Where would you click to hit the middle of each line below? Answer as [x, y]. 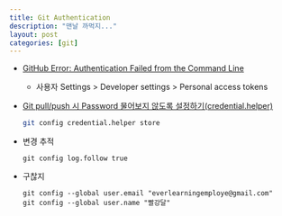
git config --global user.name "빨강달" [96, 203]
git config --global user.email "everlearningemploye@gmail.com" [147, 193]
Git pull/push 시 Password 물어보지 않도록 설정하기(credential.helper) [147, 106]
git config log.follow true [75, 158]
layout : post [34, 34]
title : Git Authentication [60, 18]
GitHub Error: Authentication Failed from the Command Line [133, 68]
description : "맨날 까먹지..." [63, 26]
